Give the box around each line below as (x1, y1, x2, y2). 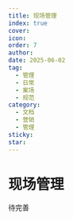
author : (8, 49, 34, 57)
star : (8, 138, 26, 146)
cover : (8, 26, 30, 34)
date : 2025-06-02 (8, 57, 66, 65)
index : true (8, 19, 48, 27)
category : (8, 101, 41, 109)
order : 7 (8, 42, 37, 50)
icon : (8, 34, 26, 42)
